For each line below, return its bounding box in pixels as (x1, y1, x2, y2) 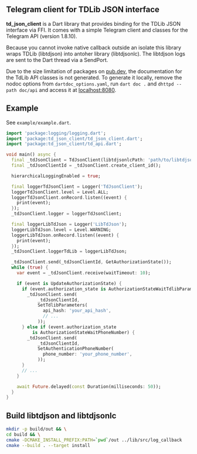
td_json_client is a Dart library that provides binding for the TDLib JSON (6, 20, 181, 27)
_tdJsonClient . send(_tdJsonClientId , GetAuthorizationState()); (11, 259, 172, 265)
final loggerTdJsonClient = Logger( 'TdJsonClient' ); (11, 184, 143, 190)
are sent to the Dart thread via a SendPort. (6, 56, 108, 63)
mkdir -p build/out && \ (6, 427, 67, 432)
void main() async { (6, 152, 57, 157)
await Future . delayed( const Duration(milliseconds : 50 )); (16, 383, 161, 390)
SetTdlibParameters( (37, 302, 88, 308)
